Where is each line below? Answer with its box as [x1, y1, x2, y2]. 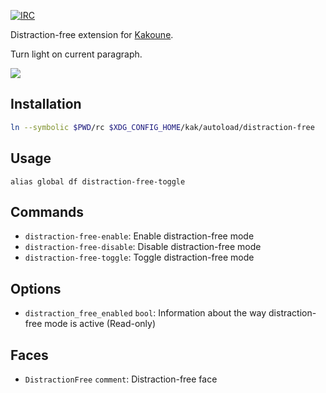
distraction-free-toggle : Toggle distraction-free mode [24, 251, 255, 264]
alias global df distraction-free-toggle [10, 176, 186, 187]
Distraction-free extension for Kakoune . [10, 29, 174, 40]
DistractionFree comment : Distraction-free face [24, 373, 218, 385]
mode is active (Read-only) [44, 318, 157, 330]
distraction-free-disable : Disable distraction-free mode [24, 241, 262, 253]
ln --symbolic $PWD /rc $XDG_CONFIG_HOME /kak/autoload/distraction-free [10, 122, 315, 132]
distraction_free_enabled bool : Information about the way [24, 307, 267, 319]
